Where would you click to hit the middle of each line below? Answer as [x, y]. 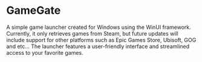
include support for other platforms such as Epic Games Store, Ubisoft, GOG [101, 40]
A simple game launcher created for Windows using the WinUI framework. [99, 27]
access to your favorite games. [45, 52]
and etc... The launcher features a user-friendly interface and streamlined [98, 46]
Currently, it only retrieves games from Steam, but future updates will [92, 33]
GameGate [34, 11]
